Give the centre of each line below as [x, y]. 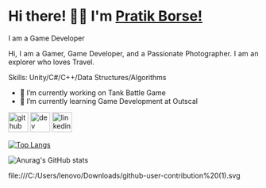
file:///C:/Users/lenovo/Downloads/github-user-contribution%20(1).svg [124, 175]
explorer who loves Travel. [52, 62]
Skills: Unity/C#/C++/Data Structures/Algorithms [87, 77]
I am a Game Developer [46, 38]
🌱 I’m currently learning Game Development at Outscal [109, 101]
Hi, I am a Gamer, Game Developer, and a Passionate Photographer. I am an [133, 53]
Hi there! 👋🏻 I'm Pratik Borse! [106, 16]
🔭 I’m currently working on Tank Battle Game [93, 92]
